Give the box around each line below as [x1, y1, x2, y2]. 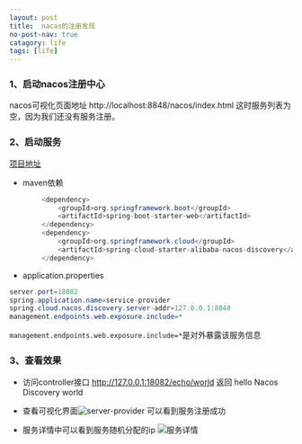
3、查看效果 [9, 354, 62, 367]
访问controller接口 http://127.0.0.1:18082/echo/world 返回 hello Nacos [22, 377, 279, 387]
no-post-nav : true [9, 30, 78, 39]
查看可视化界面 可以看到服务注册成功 [22, 405, 226, 416]
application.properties [22, 270, 105, 280]
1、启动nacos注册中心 [9, 78, 106, 91]
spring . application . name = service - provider [9, 296, 171, 305]
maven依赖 [22, 177, 64, 188]
